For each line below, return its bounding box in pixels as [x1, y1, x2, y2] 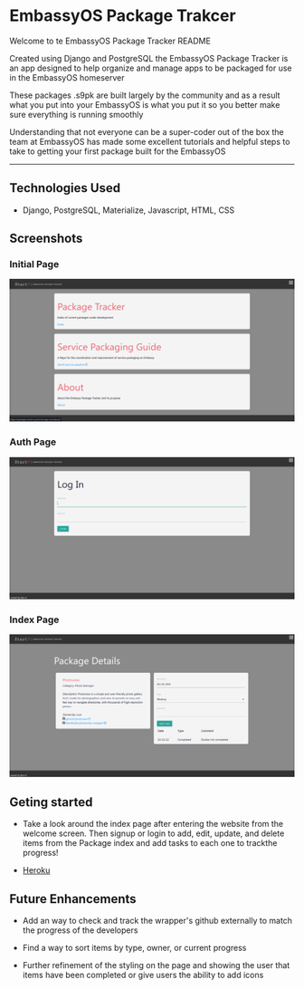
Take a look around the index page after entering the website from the [22, 819, 284, 830]
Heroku [22, 865, 51, 876]
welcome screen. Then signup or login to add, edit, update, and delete [22, 828, 285, 839]
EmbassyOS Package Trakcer [9, 5, 237, 26]
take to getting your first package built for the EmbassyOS [9, 146, 226, 157]
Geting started [9, 794, 93, 810]
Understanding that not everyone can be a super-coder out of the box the [9, 126, 285, 137]
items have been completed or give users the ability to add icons [22, 970, 264, 981]
